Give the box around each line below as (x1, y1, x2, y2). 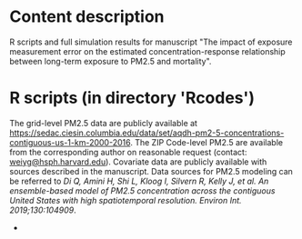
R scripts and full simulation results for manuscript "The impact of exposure (9, 36, 293, 47)
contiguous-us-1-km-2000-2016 (9, 136, 131, 147)
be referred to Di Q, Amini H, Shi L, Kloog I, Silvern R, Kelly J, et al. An (9, 175, 269, 186)
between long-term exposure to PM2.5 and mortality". (9, 55, 212, 66)
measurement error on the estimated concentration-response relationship (9, 45, 287, 56)
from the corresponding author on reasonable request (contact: (9, 146, 247, 157)
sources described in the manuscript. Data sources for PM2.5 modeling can (9, 165, 294, 176)
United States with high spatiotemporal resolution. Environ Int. (9, 194, 243, 205)
